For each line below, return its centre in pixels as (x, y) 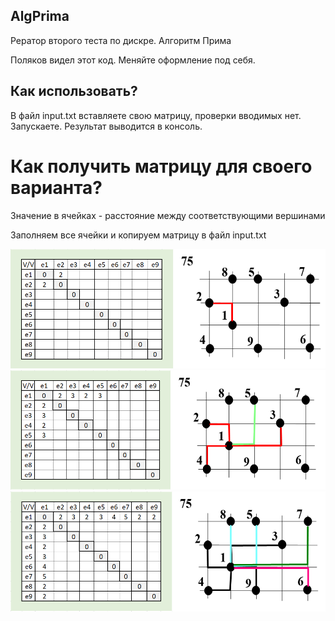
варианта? (56, 187)
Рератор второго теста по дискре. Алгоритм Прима (121, 40)
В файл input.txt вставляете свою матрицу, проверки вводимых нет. (156, 115)
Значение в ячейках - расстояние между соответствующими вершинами (168, 215)
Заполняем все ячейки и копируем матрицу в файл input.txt (138, 235)
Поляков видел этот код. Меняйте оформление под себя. (133, 60)
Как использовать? (74, 91)
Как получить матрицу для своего (161, 166)
